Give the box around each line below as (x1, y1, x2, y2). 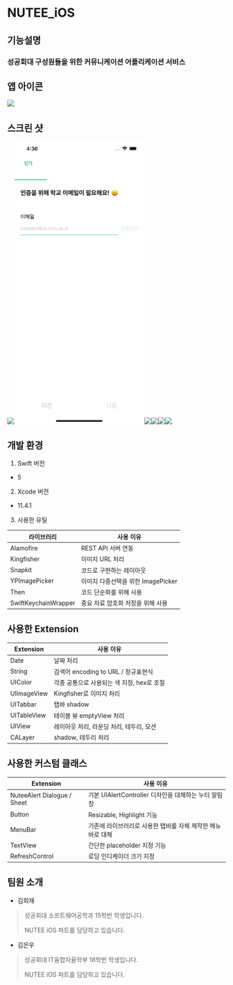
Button (10, 810, 30, 819)
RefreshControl (10, 851, 54, 860)
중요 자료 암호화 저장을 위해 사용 (80, 599, 168, 607)
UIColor (10, 678, 33, 686)
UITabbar (10, 700, 37, 708)
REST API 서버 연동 (80, 544, 134, 553)
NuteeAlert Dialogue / (10, 791, 72, 800)
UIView (10, 722, 31, 730)
